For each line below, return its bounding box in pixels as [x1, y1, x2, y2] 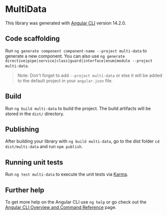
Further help [5, 186, 45, 194]
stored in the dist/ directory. [5, 111, 65, 117]
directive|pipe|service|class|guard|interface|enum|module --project [5, 58, 153, 63]
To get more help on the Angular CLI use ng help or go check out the [5, 199, 147, 205]
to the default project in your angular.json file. [17, 77, 113, 83]
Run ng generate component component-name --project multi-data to [5, 47, 147, 53]
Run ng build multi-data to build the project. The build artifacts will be [5, 105, 151, 111]
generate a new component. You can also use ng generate [5, 53, 125, 59]
